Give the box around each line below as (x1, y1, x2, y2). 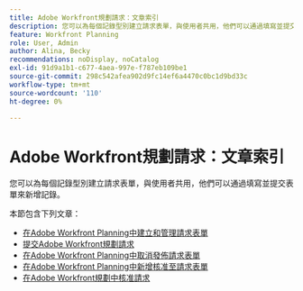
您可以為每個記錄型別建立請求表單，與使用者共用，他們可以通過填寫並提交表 (9, 177, 294, 189)
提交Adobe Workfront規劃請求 (22, 239, 135, 250)
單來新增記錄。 (9, 189, 65, 200)
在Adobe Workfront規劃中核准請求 (22, 272, 151, 284)
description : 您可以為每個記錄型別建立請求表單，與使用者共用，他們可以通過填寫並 (9, 22, 284, 31)
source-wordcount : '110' (9, 88, 103, 97)
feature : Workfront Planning (9, 30, 119, 39)
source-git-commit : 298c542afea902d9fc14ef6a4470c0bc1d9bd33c (9, 72, 248, 81)
